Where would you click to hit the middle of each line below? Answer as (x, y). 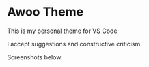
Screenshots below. (35, 57)
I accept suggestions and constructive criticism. (74, 44)
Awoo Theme (45, 12)
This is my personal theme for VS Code (62, 31)
